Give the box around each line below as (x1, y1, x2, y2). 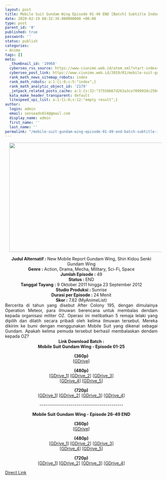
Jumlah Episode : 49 (60, 272, 103, 277)
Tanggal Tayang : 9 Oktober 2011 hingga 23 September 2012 (20, 282, 142, 288)
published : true (5, 30, 38, 34)
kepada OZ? (5, 333, 30, 339)
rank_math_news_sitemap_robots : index (9, 75, 88, 80)
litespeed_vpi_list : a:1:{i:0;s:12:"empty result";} (9, 98, 118, 103)
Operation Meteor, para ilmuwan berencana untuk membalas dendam (5, 308, 158, 313)
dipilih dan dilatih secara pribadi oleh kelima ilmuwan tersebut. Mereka (5, 318, 158, 324)
